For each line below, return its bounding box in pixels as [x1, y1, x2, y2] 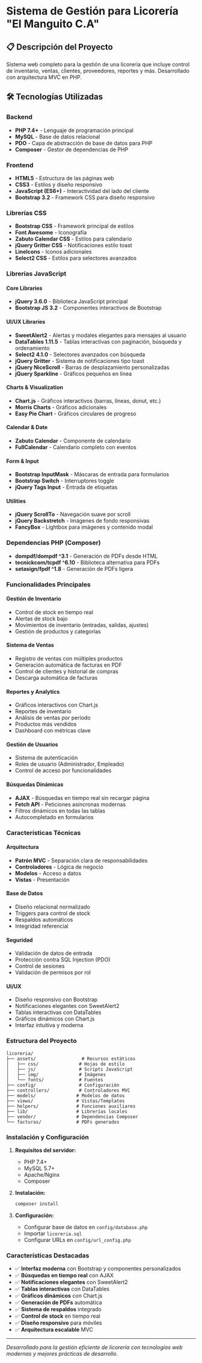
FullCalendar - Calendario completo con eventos [14, 444, 136, 451]
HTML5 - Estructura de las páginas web [14, 174, 114, 181]
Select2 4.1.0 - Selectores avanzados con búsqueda [14, 351, 145, 358]
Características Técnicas [6, 828, 81, 837]
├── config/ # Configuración [6, 1082, 120, 1088]
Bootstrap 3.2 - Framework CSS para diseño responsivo [14, 194, 155, 201]
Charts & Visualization [6, 384, 63, 391]
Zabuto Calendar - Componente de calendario [14, 437, 131, 444]
